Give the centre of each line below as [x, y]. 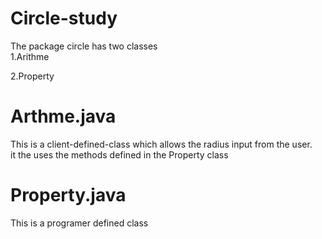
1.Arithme [30, 56]
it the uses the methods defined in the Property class [119, 154]
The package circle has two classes [84, 46]
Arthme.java [63, 116]
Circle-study [64, 18]
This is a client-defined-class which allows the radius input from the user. [161, 144]
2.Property [32, 76]
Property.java [68, 195]
